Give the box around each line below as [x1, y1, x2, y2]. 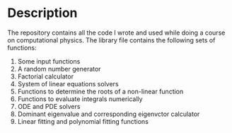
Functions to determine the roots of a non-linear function [17, 87, 184, 96]
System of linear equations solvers [17, 79, 119, 88]
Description [7, 5, 78, 21]
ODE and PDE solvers [17, 102, 81, 110]
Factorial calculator [17, 72, 74, 81]
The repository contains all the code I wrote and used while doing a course [7, 28, 226, 37]
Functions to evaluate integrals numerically [17, 94, 143, 103]
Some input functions [17, 57, 81, 65]
